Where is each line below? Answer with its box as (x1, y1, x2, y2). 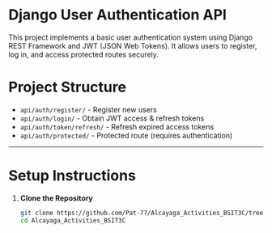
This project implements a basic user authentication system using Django (8, 32, 253, 42)
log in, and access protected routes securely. (8, 49, 159, 59)
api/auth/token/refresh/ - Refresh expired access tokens (19, 121, 215, 131)
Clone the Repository (19, 193, 93, 203)
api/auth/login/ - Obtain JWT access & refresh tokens (19, 113, 205, 123)
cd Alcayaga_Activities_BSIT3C (19, 216, 126, 224)
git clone (19, 209, 54, 217)
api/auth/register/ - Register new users (19, 104, 158, 114)
